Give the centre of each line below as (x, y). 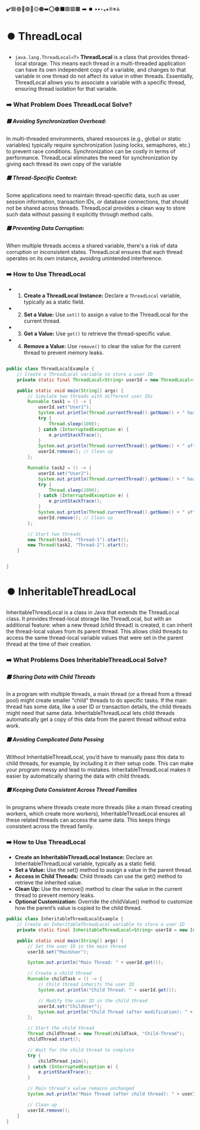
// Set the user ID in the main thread (77, 946)
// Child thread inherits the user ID (86, 985)
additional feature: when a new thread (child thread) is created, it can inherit (99, 625)
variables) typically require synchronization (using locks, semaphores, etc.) (98, 145)
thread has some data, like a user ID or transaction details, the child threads (99, 707)
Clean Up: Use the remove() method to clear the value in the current (99, 889)
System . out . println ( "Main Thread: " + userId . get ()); (96, 962)
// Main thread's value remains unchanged (81, 1089)
